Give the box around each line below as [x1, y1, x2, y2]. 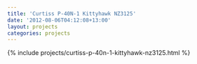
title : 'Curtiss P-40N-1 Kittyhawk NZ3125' [7, 10, 137, 17]
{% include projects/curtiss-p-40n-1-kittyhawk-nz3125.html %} [7, 49, 191, 57]
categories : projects [7, 29, 71, 37]
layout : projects [7, 23, 58, 30]
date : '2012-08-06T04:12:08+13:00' [7, 17, 111, 24]
